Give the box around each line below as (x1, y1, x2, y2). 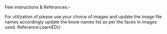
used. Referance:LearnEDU (4, 24, 61, 30)
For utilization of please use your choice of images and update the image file (4, 14, 162, 19)
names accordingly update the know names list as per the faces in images (4, 19, 157, 25)
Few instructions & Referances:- (4, 4, 71, 10)
